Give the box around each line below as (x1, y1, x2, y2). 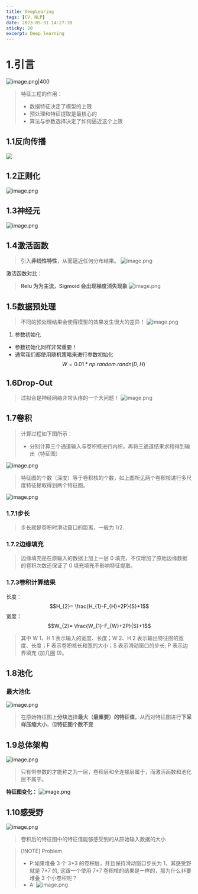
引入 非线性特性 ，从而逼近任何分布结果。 (20, 257, 119, 264)
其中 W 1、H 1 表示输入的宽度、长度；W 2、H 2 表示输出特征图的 (20, 635, 179, 642)
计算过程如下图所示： (20, 430, 73, 437)
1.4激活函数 (6, 241, 49, 251)
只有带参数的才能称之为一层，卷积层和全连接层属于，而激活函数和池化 (20, 768, 192, 776)
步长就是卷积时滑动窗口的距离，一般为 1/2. (20, 524, 125, 531)
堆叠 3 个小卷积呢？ (29, 874, 78, 882)
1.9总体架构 (6, 740, 48, 750)
